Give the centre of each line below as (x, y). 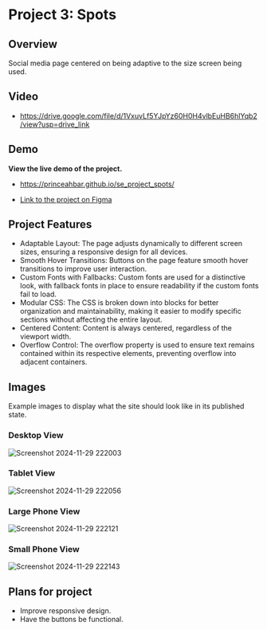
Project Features (50, 225)
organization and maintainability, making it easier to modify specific (130, 311)
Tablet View (32, 473)
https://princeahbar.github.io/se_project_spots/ (97, 184)
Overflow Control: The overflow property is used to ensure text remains (137, 345)
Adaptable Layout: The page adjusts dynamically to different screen (131, 244)
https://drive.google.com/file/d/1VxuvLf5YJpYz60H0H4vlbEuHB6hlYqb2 (138, 115)
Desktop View (36, 436)
